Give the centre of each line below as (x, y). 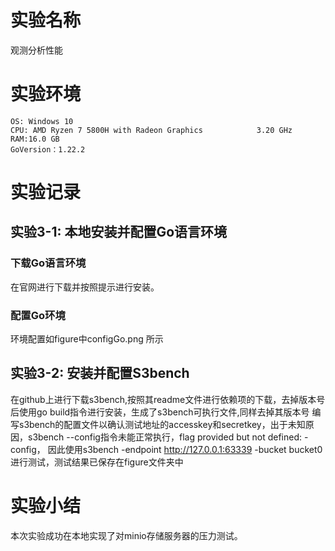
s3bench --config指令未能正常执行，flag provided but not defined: (165, 437)
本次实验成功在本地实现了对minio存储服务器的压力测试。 (126, 535)
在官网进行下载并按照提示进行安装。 (85, 287)
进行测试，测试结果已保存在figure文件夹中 (97, 462)
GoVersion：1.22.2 (48, 149)
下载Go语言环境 (48, 263)
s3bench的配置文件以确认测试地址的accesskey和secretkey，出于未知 (162, 424)
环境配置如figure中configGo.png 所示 (87, 339)
